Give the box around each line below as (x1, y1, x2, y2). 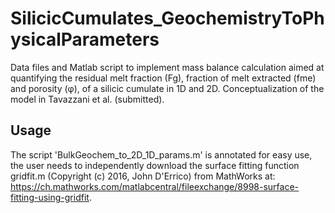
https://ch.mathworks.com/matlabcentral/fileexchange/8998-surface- (10, 180, 300, 192)
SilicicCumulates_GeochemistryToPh (10, 7, 325, 30)
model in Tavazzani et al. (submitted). (10, 93, 165, 105)
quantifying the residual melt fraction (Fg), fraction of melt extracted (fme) (10, 72, 317, 84)
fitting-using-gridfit (10, 191, 90, 203)
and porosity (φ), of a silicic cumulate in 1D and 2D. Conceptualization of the (10, 82, 325, 94)
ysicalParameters (10, 28, 160, 51)
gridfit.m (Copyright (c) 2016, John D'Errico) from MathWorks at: (10, 170, 276, 182)
